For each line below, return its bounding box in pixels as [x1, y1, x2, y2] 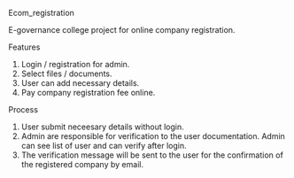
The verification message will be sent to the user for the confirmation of [20, 150, 284, 160]
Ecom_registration [8, 8, 74, 18]
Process [8, 104, 39, 114]
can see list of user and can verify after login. [20, 141, 187, 151]
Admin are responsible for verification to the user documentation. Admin [20, 131, 285, 141]
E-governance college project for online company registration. [8, 25, 236, 35]
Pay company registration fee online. [20, 88, 156, 97]
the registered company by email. [20, 159, 143, 169]
